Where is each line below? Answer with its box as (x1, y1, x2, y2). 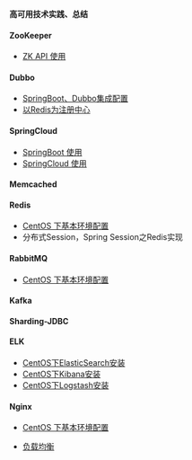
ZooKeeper (9, 30, 52, 40)
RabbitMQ (9, 253, 48, 263)
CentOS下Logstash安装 (22, 380, 109, 390)
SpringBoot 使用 (22, 146, 83, 157)
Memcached (9, 179, 57, 190)
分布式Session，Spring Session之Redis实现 (22, 232, 184, 243)
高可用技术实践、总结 (9, 9, 88, 19)
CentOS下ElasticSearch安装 (22, 358, 126, 367)
